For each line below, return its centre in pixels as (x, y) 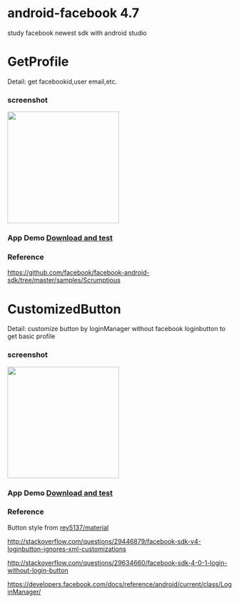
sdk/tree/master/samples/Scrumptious (64, 280)
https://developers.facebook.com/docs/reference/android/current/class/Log (119, 584)
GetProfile (38, 62)
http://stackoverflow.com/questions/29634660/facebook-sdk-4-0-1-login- (117, 562)
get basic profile (31, 336)
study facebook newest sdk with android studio (77, 33)
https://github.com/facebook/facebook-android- (78, 273)
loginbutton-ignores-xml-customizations (67, 549)
